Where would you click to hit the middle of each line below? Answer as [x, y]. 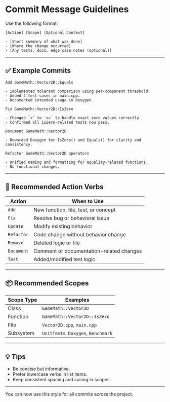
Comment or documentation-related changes [88, 251]
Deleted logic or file [57, 243]
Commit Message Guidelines [67, 9]
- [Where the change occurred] [38, 46]
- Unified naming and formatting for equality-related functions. [77, 162]
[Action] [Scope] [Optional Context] [45, 32]
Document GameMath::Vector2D [36, 131]
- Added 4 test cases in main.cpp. [43, 96]
